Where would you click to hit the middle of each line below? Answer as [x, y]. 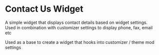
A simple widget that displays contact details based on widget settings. [76, 22]
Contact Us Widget [44, 9]
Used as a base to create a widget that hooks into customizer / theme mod [80, 42]
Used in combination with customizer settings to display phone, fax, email [79, 27]
